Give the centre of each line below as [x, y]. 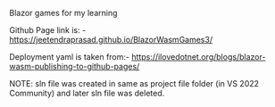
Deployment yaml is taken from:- [70, 57]
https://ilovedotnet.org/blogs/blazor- [198, 57]
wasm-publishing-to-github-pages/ [75, 66]
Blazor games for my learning [63, 13]
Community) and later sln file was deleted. [87, 93]
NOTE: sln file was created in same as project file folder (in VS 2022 [134, 83]
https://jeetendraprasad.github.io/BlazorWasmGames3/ [111, 40]
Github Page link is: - [48, 30]
